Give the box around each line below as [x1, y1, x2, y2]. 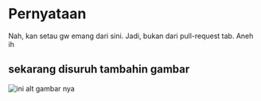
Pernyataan [8, 5, 87, 23]
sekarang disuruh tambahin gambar [8, 63, 190, 76]
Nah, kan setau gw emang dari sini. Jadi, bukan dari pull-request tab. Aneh [8, 31, 254, 41]
